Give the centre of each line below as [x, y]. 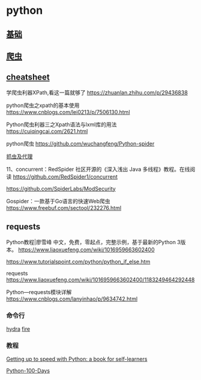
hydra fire [18, 329]
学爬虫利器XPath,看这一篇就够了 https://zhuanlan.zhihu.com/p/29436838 [97, 92]
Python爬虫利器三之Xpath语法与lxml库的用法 [61, 124]
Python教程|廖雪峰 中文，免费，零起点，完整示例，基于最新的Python [91, 242]
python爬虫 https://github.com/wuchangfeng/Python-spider [80, 143]
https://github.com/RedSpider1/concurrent [65, 176]
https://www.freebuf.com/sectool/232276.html [64, 207]
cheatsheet [28, 77]
